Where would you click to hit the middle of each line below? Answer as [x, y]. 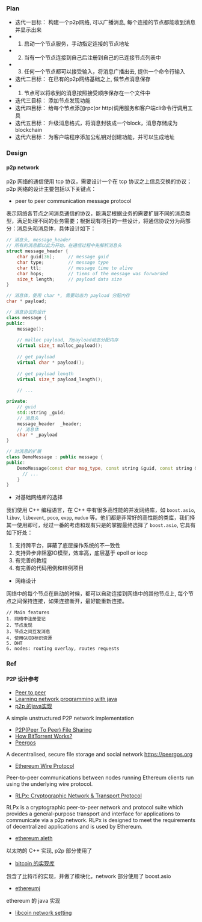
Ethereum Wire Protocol [44, 766]
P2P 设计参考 [23, 679]
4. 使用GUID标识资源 [29, 638]
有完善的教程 [31, 561]
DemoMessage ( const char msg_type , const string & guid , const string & [107, 468]
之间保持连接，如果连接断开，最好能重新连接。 [69, 601]
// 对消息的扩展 [24, 452]
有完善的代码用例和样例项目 [49, 568]
